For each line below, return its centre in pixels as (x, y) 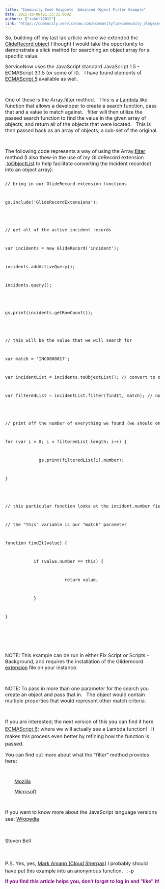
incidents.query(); (28, 285)
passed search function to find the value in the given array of (76, 118)
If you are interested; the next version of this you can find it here (79, 722)
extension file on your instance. (41, 667)
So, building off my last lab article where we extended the (72, 38)
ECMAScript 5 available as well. (42, 79)
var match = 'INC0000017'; (38, 359)
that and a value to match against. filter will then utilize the (74, 112)
